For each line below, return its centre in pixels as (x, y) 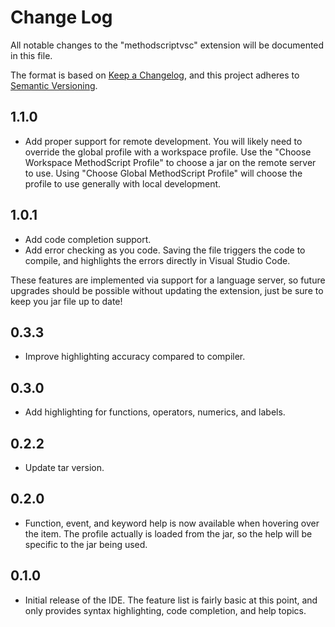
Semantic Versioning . (54, 85)
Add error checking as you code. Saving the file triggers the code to (165, 250)
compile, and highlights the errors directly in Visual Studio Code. (157, 260)
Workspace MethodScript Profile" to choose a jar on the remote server (170, 162)
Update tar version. (64, 467)
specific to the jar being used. (86, 544)
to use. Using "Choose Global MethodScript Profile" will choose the (163, 173)
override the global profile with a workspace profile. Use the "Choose (168, 152)
